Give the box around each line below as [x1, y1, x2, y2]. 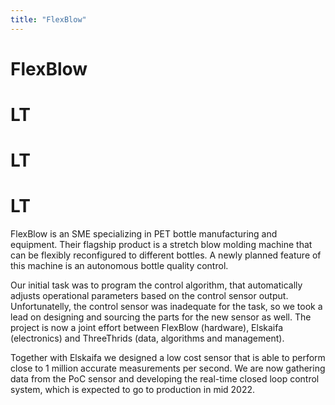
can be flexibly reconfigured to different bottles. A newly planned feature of [10, 249, 322, 261]
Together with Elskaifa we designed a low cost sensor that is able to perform [10, 352, 326, 364]
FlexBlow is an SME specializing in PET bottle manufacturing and [10, 228, 278, 240]
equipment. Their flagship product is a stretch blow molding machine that [10, 239, 313, 251]
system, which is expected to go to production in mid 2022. [10, 384, 256, 396]
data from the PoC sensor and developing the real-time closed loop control [10, 373, 320, 385]
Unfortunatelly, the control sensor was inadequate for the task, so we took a [10, 301, 323, 313]
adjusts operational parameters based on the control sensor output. [10, 290, 289, 302]
